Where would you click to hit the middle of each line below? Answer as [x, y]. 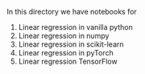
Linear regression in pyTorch [66, 53]
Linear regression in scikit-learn [71, 44]
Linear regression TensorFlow [68, 61]
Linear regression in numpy [64, 36]
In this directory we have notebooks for [72, 12]
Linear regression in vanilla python [75, 27]
